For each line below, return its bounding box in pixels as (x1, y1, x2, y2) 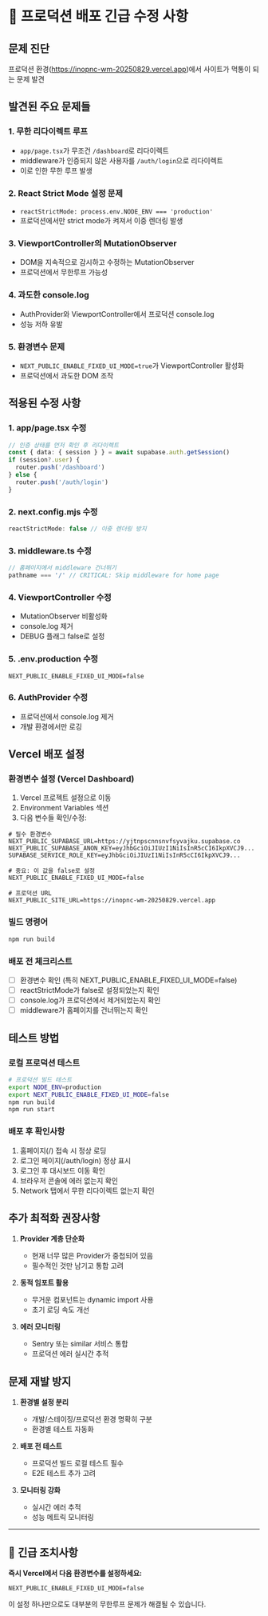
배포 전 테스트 (19, 1442, 62, 1451)
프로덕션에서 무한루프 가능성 (19, 267, 108, 277)
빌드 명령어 (8, 917, 49, 928)
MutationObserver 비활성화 (19, 611, 108, 621)
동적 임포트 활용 (19, 1278, 69, 1288)
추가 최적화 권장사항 (8, 1211, 100, 1225)
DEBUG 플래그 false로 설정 (19, 631, 105, 641)
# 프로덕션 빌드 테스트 (8, 1075, 73, 1084)
